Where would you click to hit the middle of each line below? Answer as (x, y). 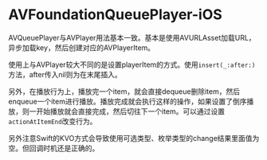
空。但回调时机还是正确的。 (54, 148)
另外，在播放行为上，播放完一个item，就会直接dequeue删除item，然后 (124, 91)
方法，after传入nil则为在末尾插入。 (65, 74)
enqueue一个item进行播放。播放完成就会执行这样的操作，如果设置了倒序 (128, 101)
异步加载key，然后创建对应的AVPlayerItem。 (82, 47)
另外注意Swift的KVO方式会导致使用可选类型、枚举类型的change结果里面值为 (134, 138)
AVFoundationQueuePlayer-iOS (116, 15)
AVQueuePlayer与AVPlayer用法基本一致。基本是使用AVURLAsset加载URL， (132, 37)
